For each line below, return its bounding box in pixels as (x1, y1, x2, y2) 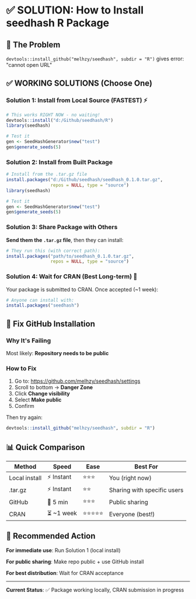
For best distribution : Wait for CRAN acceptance (6, 569, 124, 576)
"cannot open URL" (6, 62, 52, 68)
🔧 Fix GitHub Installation (6, 319, 95, 329)
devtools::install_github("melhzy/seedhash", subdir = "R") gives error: (6, 55, 184, 62)
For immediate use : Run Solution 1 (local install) (6, 546, 121, 554)
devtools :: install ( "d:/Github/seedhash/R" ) (6, 117, 114, 123)
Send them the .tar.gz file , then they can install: (6, 236, 124, 243)
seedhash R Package (6, 16, 110, 30)
